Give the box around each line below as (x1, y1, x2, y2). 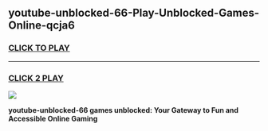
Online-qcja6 (8, 19, 76, 33)
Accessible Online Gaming (8, 114, 98, 123)
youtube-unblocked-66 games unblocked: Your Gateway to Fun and (8, 105, 239, 114)
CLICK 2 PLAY (8, 72, 64, 83)
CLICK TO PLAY (8, 43, 70, 54)
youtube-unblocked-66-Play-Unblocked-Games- (8, 6, 260, 20)
